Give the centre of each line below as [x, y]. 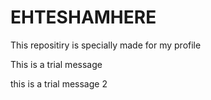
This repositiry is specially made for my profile [106, 45]
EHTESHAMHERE [83, 17]
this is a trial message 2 [59, 83]
